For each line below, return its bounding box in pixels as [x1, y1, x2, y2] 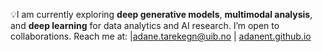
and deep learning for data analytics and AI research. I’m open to [10, 20, 280, 31]
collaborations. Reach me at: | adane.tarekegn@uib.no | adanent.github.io [10, 30, 312, 42]
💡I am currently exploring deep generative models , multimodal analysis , [10, 9, 313, 20]
